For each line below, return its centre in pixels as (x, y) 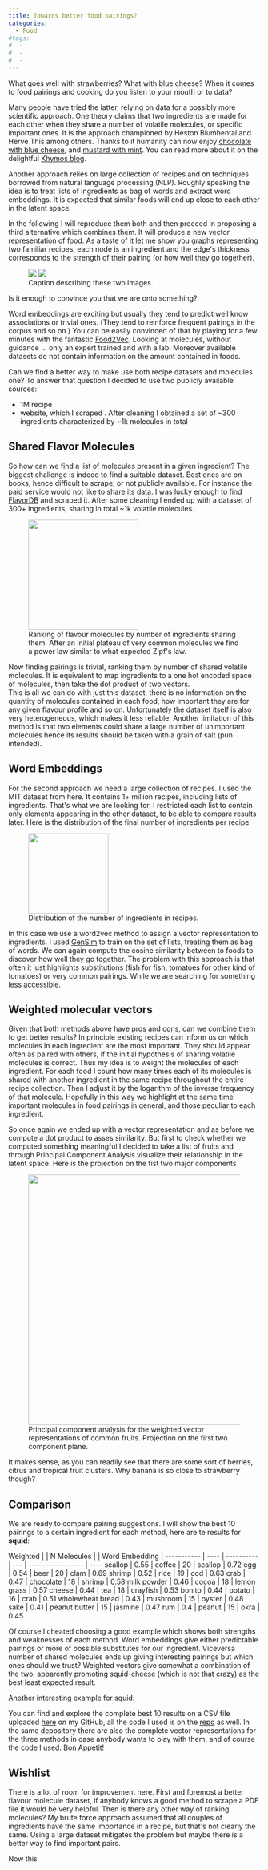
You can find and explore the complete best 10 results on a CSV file (119, 1714)
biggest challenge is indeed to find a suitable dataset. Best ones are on (125, 475)
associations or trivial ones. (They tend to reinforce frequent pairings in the (132, 322)
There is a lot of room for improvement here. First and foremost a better (126, 1791)
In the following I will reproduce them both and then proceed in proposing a (132, 223)
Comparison (40, 1504)
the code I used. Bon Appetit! (56, 1747)
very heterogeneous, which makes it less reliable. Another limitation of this (131, 717)
